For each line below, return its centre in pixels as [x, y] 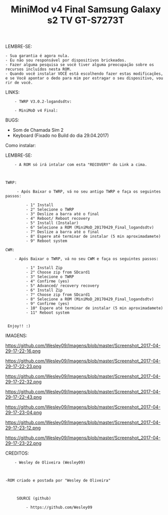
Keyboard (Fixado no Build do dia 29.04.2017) [61, 136]
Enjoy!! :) [19, 326]
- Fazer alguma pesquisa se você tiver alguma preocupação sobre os [80, 65]
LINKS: [13, 92]
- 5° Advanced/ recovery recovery [63, 286]
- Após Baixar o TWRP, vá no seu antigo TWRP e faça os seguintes [89, 192]
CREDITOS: [17, 453]
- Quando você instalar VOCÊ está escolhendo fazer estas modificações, [84, 74]
